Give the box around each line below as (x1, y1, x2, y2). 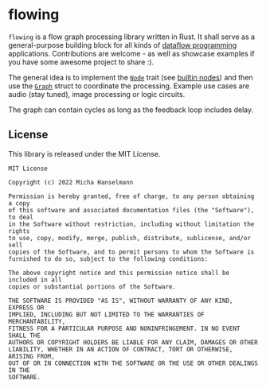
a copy (8, 199, 30, 208)
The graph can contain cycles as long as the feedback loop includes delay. (8, 105, 254, 114)
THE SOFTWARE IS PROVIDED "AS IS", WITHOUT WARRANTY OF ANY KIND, (8, 297, 233, 305)
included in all (8, 276, 62, 284)
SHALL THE (8, 332, 41, 339)
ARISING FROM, (8, 352, 56, 360)
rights (8, 227, 30, 235)
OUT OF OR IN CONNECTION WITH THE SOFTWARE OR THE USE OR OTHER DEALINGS (8, 359, 259, 367)
